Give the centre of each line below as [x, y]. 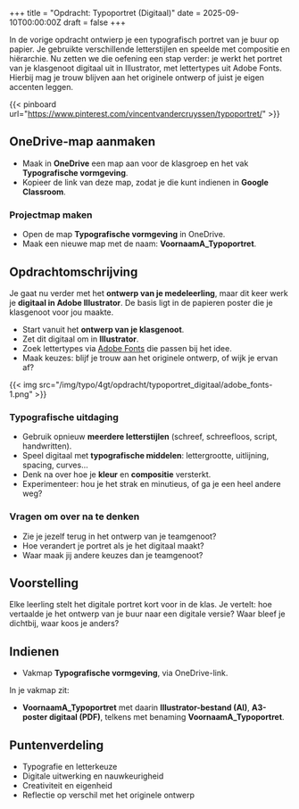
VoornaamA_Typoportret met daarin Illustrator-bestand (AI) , [136, 707]
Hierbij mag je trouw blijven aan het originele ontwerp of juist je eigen [137, 78]
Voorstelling [44, 583]
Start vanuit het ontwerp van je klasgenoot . [103, 329]
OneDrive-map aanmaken [83, 142]
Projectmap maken [51, 215]
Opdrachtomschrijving [74, 272]
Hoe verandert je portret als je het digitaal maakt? [113, 545]
